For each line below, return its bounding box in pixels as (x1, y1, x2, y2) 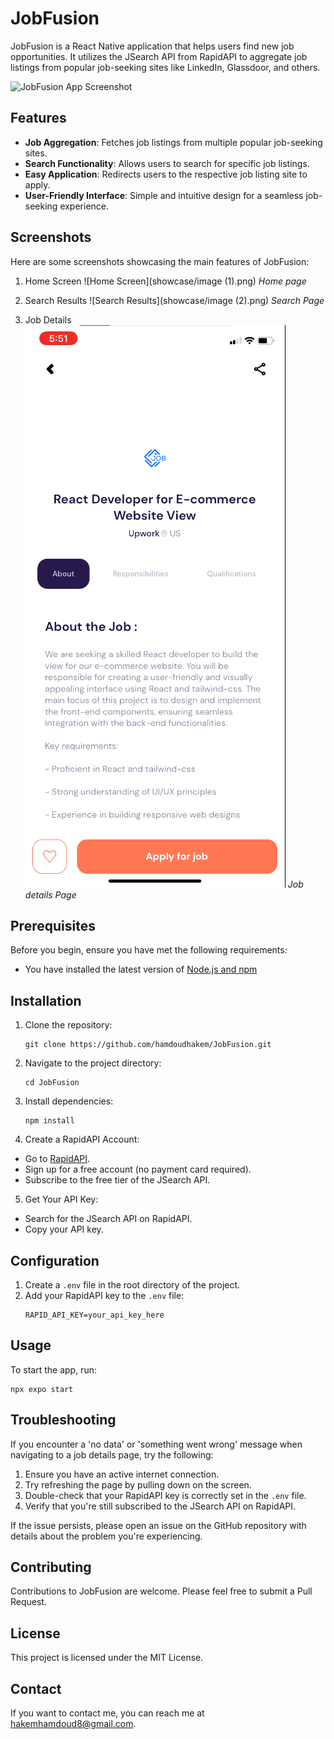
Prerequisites (10, 917, 96, 934)
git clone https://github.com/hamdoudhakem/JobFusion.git (24, 1040, 272, 1050)
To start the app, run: (10, 1363, 97, 1376)
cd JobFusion (24, 1078, 80, 1088)
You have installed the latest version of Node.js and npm (24, 963, 258, 976)
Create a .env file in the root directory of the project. (24, 1279, 241, 1291)
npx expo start (10, 1384, 74, 1394)
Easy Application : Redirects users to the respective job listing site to (24, 168, 308, 180)
